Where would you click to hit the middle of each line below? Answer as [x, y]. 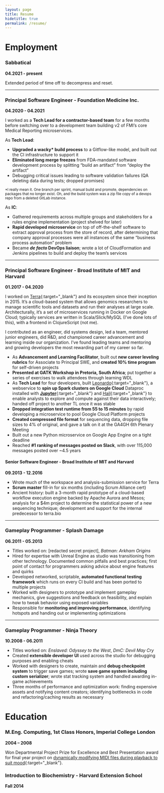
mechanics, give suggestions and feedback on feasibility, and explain [82, 597]
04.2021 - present [24, 73]
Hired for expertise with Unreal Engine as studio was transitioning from [83, 556]
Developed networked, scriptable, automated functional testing [77, 576]
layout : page [18, 10]
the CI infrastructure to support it [45, 155]
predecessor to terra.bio [37, 513]
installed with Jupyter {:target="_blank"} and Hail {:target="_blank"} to [82, 394]
